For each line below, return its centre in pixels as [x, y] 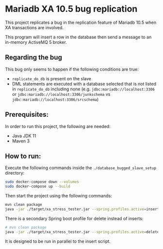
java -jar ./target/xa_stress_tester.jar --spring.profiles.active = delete [82, 232]
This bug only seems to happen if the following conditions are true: [72, 69]
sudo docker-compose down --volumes [42, 182]
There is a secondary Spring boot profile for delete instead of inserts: [74, 218]
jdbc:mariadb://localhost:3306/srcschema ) [55, 99]
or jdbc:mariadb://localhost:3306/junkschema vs [61, 94]
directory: [15, 173]
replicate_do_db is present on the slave [51, 78]
